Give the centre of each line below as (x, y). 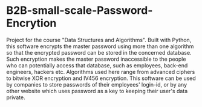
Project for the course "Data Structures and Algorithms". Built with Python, (99, 40)
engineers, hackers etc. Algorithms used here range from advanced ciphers (101, 72)
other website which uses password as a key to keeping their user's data (97, 91)
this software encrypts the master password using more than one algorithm (100, 46)
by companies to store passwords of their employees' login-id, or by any (97, 84)
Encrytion (31, 23)
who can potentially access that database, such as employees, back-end (97, 65)
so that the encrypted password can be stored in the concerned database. (99, 52)
